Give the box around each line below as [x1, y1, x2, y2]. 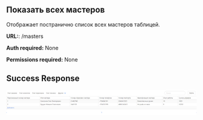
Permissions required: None [6, 55, 79, 63]
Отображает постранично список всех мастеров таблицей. [6, 21, 160, 28]
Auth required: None [6, 44, 59, 51]
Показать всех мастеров [6, 5, 105, 15]
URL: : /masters [6, 33, 43, 40]
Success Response [6, 74, 80, 84]
